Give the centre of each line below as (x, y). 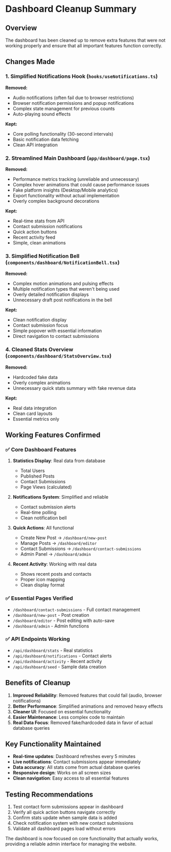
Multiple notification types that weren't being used (66, 289)
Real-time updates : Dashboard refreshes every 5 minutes (74, 756)
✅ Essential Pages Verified (39, 598)
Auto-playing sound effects (42, 114)
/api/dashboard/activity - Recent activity (57, 661)
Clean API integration (35, 145)
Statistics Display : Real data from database (59, 461)
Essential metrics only (36, 419)
